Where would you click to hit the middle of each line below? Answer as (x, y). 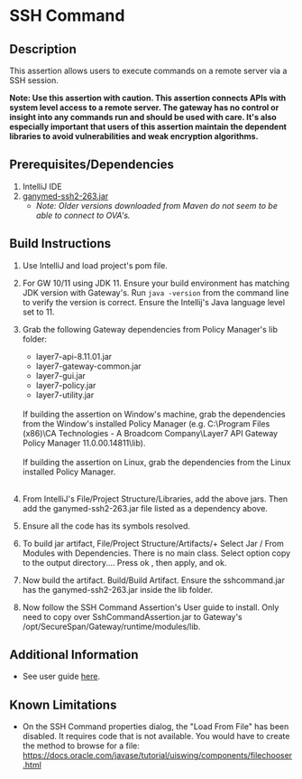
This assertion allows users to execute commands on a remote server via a (148, 70)
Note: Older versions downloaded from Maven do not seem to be (156, 205)
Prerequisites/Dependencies (92, 165)
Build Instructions (60, 244)
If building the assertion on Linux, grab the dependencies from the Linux (156, 462)
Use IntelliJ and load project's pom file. (95, 265)
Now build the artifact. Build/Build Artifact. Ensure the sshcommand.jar (154, 580)
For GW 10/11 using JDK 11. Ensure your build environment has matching (156, 283)
